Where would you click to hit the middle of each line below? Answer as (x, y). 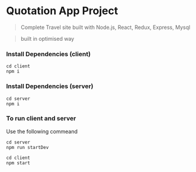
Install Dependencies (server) (50, 86)
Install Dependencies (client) (48, 54)
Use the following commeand (42, 131)
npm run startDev (28, 147)
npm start (18, 163)
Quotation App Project (62, 11)
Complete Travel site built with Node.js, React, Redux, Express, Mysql (105, 27)
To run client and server (41, 118)
